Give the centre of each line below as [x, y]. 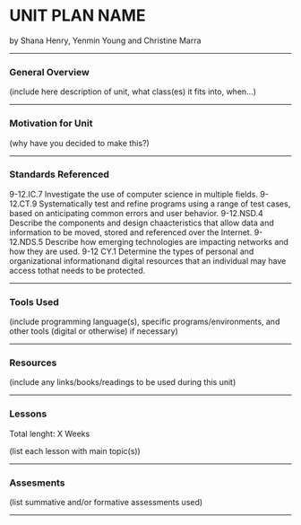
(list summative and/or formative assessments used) [106, 503]
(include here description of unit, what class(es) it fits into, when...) [133, 92]
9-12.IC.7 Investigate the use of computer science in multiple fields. [133, 194]
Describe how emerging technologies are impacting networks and [167, 241]
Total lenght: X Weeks [50, 433]
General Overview [49, 72]
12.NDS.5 [26, 241]
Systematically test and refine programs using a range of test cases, [165, 204]
